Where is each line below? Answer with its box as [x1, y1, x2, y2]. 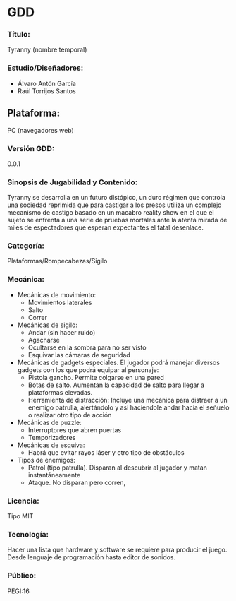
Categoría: [7, 241, 44, 251]
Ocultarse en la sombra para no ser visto [27, 343, 147, 352]
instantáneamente [27, 470, 81, 479]
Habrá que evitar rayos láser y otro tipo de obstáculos [27, 448, 185, 456]
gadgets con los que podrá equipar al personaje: [17, 365, 159, 374]
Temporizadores [27, 433, 76, 441]
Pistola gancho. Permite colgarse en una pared [27, 373, 164, 381]
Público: [7, 571, 37, 581]
